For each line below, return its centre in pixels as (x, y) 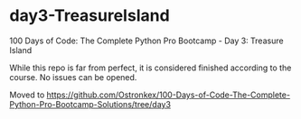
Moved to (27, 95)
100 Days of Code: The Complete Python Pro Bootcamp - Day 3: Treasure (146, 41)
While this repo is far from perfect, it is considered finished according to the (150, 68)
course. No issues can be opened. (73, 77)
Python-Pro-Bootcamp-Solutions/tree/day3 (90, 104)
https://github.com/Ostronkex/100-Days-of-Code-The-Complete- (169, 95)
